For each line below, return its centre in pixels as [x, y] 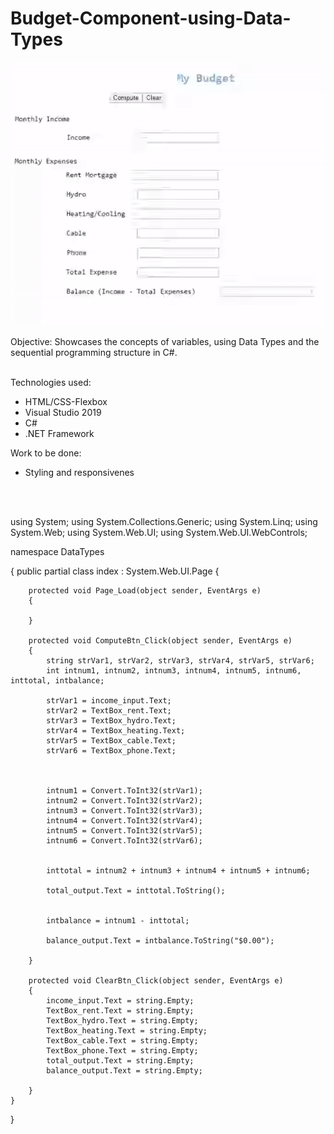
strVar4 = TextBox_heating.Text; [116, 730]
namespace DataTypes [57, 551]
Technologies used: [51, 382]
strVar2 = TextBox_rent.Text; [109, 710]
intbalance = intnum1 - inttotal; [118, 920]
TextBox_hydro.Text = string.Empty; [122, 1020]
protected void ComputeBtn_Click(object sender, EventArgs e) [160, 640]
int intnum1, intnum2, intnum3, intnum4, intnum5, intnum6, [174, 670]
